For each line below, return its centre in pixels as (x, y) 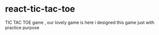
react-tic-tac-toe (40, 9)
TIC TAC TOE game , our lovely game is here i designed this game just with (80, 22)
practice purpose (22, 27)
